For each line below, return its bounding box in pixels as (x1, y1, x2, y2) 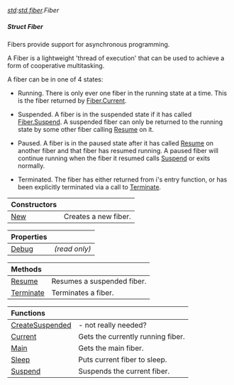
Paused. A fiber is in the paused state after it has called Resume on (17, 138, 214, 147)
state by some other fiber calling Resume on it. (17, 125, 155, 133)
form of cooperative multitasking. (7, 61, 105, 69)
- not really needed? (78, 320, 147, 330)
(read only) (54, 244, 91, 254)
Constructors (11, 199, 57, 209)
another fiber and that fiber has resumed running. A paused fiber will (17, 146, 218, 155)
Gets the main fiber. (78, 343, 144, 353)
